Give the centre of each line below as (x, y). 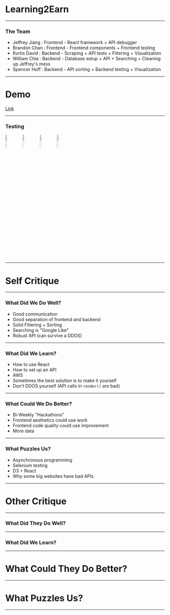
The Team (18, 31)
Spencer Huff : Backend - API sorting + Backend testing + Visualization (87, 69)
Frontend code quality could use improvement (60, 426)
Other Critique (36, 501)
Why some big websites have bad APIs (53, 476)
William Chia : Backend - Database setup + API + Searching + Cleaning (87, 59)
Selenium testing (30, 465)
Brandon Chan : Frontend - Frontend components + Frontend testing (84, 48)
